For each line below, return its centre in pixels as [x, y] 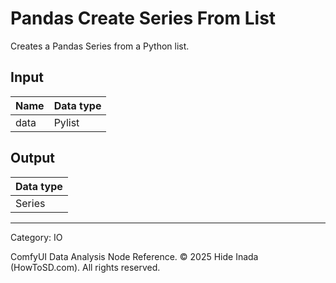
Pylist [66, 122]
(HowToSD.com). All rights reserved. [85, 267]
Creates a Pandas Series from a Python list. [100, 46]
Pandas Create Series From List [143, 18]
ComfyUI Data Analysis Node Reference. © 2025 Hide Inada [134, 256]
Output [32, 158]
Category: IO [36, 237]
